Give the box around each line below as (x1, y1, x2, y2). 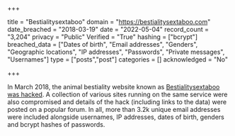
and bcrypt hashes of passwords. (7, 120, 105, 128)
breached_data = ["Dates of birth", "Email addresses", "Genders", (7, 40, 198, 48)
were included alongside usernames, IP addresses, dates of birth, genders (7, 113, 224, 121)
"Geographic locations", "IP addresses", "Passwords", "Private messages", (7, 47, 225, 56)
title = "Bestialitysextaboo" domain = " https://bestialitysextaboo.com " (7, 18, 211, 25)
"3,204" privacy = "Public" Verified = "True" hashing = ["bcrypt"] (7, 33, 198, 41)
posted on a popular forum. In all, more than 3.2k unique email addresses (7, 106, 221, 113)
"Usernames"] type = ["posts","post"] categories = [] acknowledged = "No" (7, 55, 229, 64)
